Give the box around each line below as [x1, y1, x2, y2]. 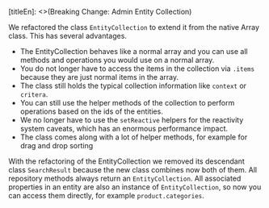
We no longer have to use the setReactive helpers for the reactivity [19, 115, 244, 124]
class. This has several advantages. [8, 31, 128, 40]
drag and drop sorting [19, 141, 94, 150]
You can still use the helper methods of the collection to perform [19, 98, 235, 107]
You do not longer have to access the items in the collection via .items [19, 64, 255, 73]
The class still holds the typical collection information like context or [19, 81, 247, 90]
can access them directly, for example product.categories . [8, 191, 204, 200]
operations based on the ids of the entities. [19, 106, 163, 116]
